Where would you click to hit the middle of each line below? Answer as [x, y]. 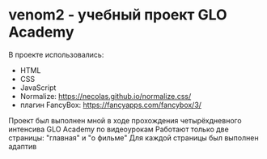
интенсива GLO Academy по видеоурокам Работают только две [119, 129]
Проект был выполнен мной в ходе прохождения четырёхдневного [125, 120]
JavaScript [38, 88]
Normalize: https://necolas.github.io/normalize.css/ [106, 96]
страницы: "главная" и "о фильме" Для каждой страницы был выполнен [133, 138]
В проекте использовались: [56, 54]
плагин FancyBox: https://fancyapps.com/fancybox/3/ [111, 105]
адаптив [23, 146]
